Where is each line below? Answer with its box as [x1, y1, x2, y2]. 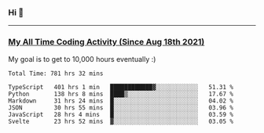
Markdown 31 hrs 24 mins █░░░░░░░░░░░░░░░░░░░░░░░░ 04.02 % [8, 97, 234, 105]
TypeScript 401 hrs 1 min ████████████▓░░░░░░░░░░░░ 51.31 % [8, 83, 234, 91]
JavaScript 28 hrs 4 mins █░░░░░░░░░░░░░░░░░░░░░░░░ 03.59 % [8, 110, 234, 118]
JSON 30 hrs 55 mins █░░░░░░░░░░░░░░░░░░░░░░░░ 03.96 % [8, 103, 234, 112]
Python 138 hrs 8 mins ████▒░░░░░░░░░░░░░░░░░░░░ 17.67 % [8, 90, 234, 98]
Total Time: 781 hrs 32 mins [8, 70, 104, 77]
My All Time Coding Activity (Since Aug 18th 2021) [8, 37, 205, 48]
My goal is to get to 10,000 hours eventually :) [8, 54, 156, 63]
